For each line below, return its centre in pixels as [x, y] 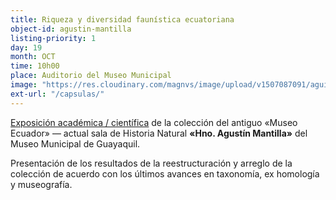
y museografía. [41, 184]
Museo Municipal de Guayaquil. [75, 143]
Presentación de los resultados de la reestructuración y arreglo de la [151, 163]
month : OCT [33, 57]
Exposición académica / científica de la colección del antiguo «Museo [154, 122]
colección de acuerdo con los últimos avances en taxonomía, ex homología [165, 173]
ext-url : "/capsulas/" [57, 94]
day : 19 [26, 47]
